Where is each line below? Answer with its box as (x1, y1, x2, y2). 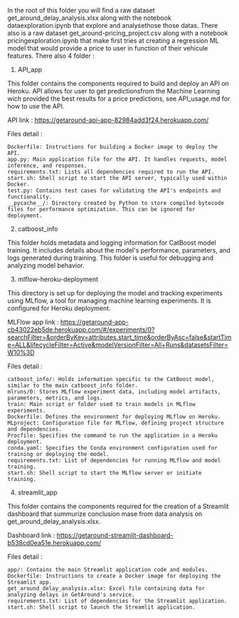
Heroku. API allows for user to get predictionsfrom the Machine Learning (7, 87, 221, 95)
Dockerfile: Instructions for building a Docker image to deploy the (7, 143, 218, 151)
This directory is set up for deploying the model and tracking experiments (7, 289, 223, 297)
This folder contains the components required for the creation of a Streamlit (7, 502, 229, 510)
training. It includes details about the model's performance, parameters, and (7, 246, 231, 254)
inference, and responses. (7, 162, 87, 169)
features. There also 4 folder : (7, 51, 95, 60)
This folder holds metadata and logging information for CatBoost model (7, 238, 216, 247)
